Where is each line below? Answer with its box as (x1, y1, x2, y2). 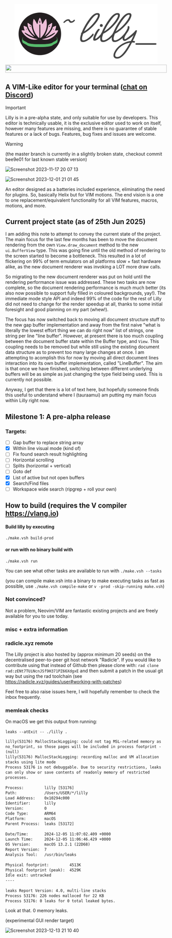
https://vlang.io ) (5, 509, 59, 518)
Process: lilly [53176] (5, 785, 74, 790)
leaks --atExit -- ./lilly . (5, 729, 68, 735)
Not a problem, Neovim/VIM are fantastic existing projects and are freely (5, 607, 158, 614)
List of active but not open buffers (12, 474, 85, 480)
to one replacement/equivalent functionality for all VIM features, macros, (5, 197, 159, 203)
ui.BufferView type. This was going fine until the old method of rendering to (5, 247, 166, 254)
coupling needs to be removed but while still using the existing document (5, 344, 160, 350)
